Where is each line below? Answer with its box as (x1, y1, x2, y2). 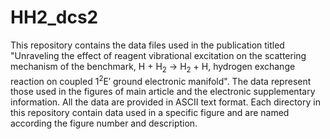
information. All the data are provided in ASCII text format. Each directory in (10, 96, 321, 108)
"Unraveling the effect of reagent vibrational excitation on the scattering (10, 49, 307, 61)
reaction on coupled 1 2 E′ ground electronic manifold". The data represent (10, 73, 312, 87)
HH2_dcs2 (10, 6, 99, 29)
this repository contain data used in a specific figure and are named (10, 107, 290, 119)
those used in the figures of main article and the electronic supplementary (10, 86, 316, 98)
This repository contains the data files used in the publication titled (10, 39, 285, 51)
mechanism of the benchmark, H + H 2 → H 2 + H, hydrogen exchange (10, 60, 296, 75)
